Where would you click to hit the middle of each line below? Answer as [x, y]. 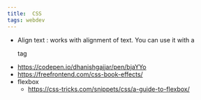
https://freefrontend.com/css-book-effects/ [80, 74]
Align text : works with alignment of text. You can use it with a [106, 40]
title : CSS [24, 14]
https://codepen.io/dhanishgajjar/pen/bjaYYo [82, 67]
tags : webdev [26, 20]
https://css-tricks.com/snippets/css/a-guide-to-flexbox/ [109, 89]
